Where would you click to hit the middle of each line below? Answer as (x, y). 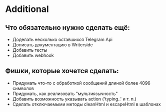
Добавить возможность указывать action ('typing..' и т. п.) (74, 99)
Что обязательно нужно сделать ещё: (67, 28)
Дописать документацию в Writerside (53, 45)
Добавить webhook (33, 55)
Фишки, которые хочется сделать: (62, 71)
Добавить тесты (30, 50)
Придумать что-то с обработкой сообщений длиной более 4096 (81, 83)
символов (23, 88)
